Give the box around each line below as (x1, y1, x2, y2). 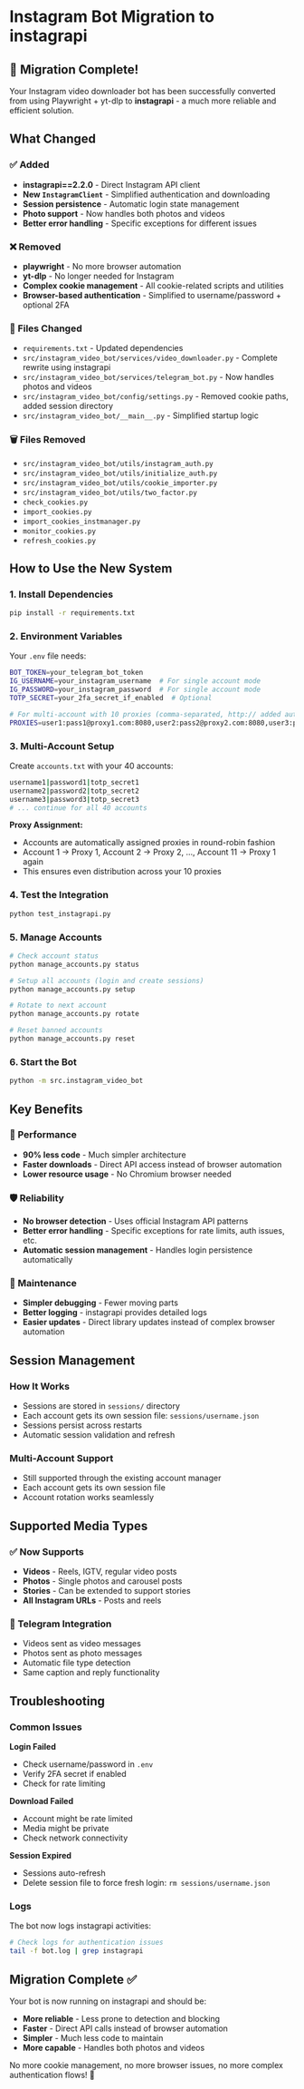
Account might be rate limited (22, 1813, 133, 1824)
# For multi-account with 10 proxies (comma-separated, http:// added (9, 709, 281, 718)
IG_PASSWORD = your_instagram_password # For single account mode (9, 685, 261, 695)
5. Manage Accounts (9, 931, 102, 943)
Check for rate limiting (22, 1778, 106, 1789)
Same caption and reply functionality (22, 1667, 160, 1678)
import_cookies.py (22, 507, 92, 516)
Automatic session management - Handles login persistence (22, 1245, 253, 1255)
